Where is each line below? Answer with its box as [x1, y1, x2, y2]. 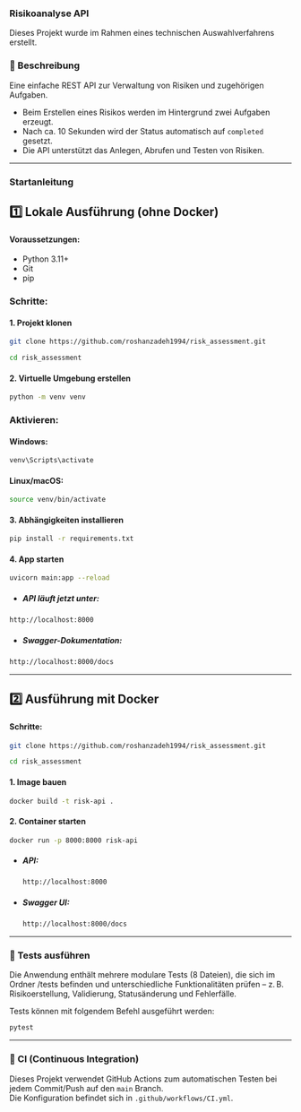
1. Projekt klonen [9, 317, 73, 328]
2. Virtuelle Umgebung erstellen [9, 373, 132, 384]
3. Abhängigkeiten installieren [9, 514, 124, 525]
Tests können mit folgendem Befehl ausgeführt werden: [9, 1006, 215, 1017]
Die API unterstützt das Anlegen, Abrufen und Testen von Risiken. [21, 144, 264, 155]
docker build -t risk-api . [9, 797, 115, 806]
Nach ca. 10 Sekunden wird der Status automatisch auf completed [21, 125, 264, 136]
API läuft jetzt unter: [21, 592, 100, 603]
